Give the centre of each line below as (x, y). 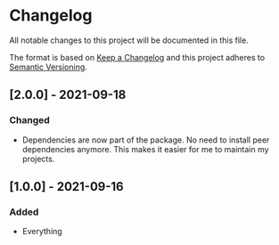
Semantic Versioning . (48, 67)
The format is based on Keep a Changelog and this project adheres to (137, 57)
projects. (38, 159)
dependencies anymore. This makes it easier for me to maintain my (145, 149)
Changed (30, 120)
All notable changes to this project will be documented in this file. (129, 40)
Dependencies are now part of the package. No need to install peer (146, 140)
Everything (42, 232)
